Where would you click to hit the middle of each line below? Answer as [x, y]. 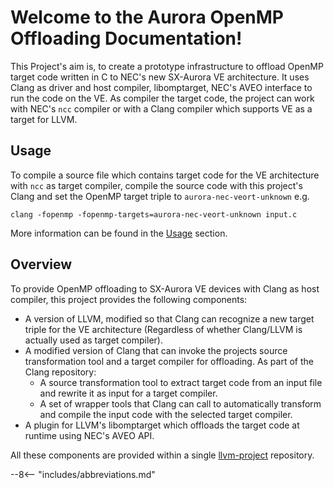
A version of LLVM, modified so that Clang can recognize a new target [169, 318]
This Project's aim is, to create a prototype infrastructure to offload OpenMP [167, 66]
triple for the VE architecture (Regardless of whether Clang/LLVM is [163, 329]
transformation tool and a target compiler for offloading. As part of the [169, 361]
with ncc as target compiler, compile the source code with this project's [156, 185]
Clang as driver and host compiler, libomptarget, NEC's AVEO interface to [161, 87]
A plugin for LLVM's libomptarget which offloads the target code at [162, 425]
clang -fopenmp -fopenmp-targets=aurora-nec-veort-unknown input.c [154, 214]
